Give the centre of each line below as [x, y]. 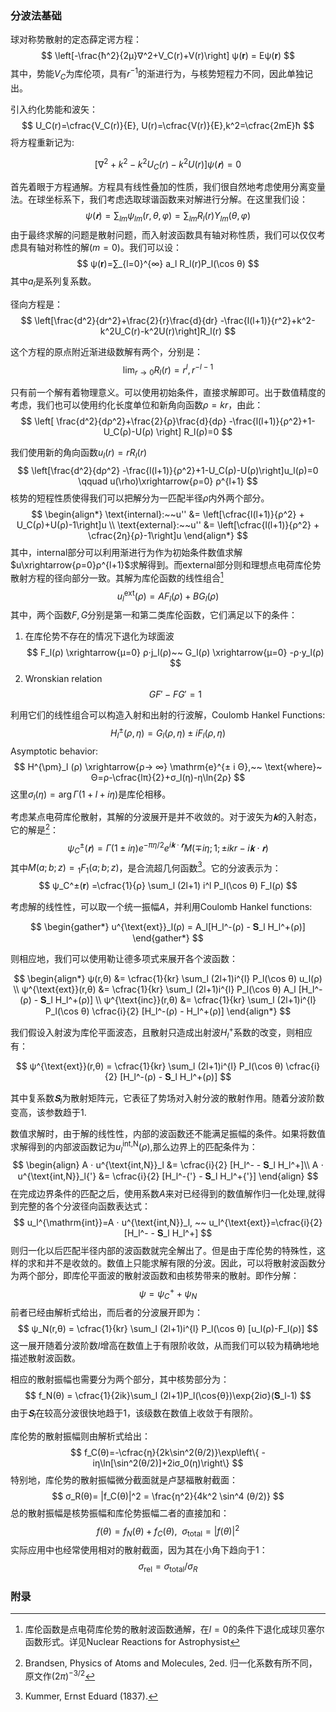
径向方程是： [36, 304]
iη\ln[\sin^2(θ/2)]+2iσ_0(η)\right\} [161, 1463]
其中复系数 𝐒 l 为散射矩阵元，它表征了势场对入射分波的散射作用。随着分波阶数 [167, 1099]
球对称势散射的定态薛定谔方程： [76, 39]
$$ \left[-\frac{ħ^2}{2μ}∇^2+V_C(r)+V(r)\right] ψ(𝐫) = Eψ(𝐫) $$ [168, 56]
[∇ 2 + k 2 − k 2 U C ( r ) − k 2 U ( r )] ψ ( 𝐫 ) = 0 [168, 164]
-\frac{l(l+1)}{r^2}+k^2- [267, 320]
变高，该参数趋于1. [48, 1113]
